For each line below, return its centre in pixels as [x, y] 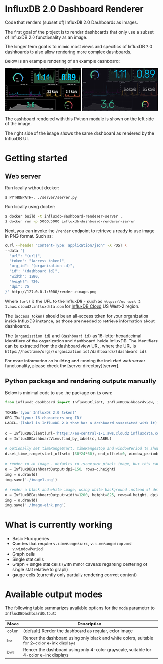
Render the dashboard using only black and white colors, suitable [88, 638]
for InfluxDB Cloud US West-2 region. [102, 306]
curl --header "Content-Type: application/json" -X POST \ [66, 245]
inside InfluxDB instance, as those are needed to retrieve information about [80, 321]
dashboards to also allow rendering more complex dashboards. [68, 52]
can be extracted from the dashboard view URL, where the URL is [71, 346]
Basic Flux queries [31, 538]
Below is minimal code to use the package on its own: [59, 393]
